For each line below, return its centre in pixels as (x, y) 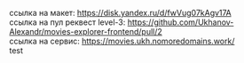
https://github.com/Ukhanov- (181, 22)
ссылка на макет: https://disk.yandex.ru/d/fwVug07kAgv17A (121, 13)
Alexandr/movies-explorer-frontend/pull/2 (86, 31)
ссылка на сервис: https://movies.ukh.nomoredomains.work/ (122, 41)
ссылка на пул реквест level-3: (67, 22)
